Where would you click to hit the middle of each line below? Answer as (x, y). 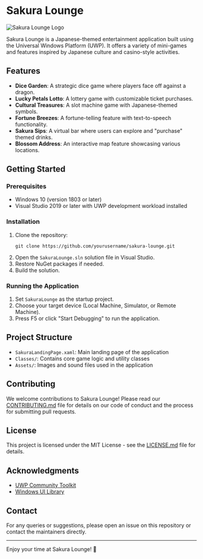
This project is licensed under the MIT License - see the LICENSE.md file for (101, 445)
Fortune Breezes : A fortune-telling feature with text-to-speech (93, 118)
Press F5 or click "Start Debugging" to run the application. (87, 318)
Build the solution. (37, 270)
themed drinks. (34, 137)
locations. (27, 150)
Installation (23, 222)
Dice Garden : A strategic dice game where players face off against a (100, 85)
